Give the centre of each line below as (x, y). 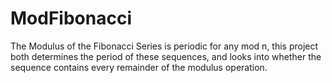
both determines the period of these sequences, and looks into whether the (166, 56)
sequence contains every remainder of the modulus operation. (139, 67)
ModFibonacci (71, 18)
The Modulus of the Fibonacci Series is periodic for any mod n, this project (164, 46)
